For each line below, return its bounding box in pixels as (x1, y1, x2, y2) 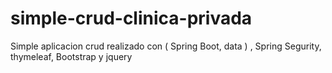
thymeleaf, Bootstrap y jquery (10, 50, 133, 62)
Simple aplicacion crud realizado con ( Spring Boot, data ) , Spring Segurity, (10, 40, 322, 52)
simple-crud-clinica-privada (10, 7, 253, 30)
